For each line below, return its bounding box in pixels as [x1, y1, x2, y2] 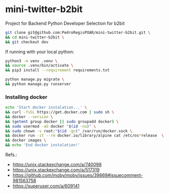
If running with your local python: [5, 48, 74, 55]
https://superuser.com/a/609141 [12, 183, 80, 189]
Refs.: [5, 152, 18, 158]
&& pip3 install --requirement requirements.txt [5, 68, 110, 73]
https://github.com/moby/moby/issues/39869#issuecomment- [12, 172, 143, 178]
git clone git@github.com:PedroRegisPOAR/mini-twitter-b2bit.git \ [5, 30, 151, 35]
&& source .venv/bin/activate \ [5, 63, 73, 68]
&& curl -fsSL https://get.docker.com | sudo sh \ [5, 110, 114, 115]
